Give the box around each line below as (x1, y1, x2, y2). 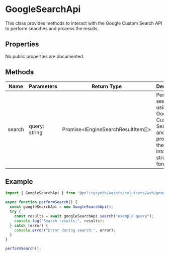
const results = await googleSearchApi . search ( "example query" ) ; (14, 213, 154, 219)
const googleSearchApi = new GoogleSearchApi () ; (10, 204, 114, 209)
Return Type (91, 83, 122, 90)
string (29, 129, 43, 136)
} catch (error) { (10, 223, 49, 228)
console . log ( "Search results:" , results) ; (14, 218, 105, 223)
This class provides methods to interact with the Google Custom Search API (5, 20, 162, 26)
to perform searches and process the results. (5, 25, 99, 31)
